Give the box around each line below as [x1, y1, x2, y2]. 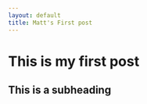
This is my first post [8, 52, 140, 70]
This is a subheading [8, 84, 112, 97]
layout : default [8, 11, 61, 20]
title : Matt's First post [8, 19, 92, 27]
